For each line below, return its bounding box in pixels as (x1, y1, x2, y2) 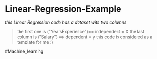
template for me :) (17, 39, 53, 44)
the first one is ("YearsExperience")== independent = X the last (17, 29, 145, 34)
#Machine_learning (5, 48, 44, 54)
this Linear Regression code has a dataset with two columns (5, 19, 127, 25)
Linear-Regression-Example (5, 3, 121, 15)
